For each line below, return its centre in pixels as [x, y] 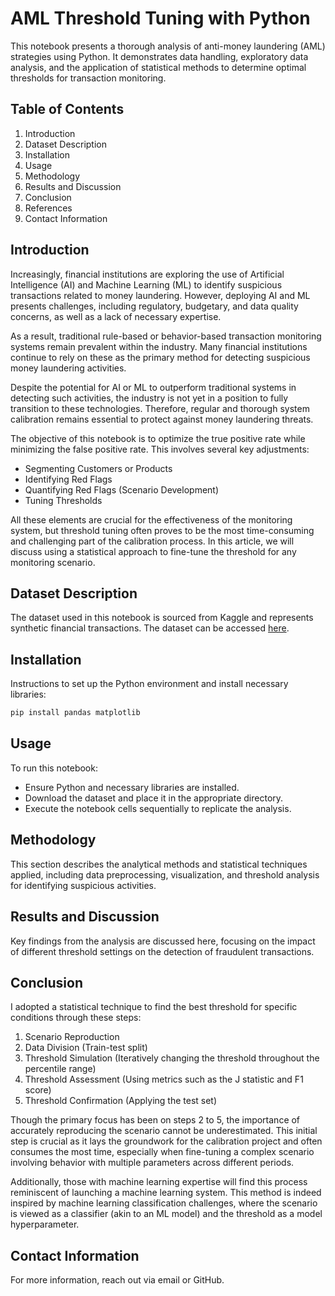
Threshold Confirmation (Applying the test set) [121, 1101]
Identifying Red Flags [68, 479]
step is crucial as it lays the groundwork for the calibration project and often [166, 1141]
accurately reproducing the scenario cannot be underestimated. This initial [164, 1131]
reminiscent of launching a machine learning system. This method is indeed [166, 1193]
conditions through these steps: [76, 1018]
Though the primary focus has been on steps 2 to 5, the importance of [155, 1120]
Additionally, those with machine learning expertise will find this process [159, 1182]
